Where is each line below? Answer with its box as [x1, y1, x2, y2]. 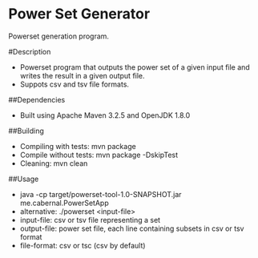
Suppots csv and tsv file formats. [19, 79, 130, 89]
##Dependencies [8, 95, 66, 104]
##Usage [8, 174, 39, 183]
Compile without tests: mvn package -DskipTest [19, 150, 179, 159]
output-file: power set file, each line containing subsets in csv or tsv [19, 224, 244, 233]
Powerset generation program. [8, 31, 110, 41]
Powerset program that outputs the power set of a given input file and [19, 62, 250, 72]
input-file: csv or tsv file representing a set [19, 215, 161, 224]
